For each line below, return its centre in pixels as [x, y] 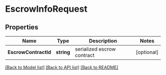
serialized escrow [95, 49]
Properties [22, 27]
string [63, 52]
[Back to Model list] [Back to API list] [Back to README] [62, 67]
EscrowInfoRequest [46, 9]
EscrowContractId [29, 52]
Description [103, 41]
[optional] [147, 52]
